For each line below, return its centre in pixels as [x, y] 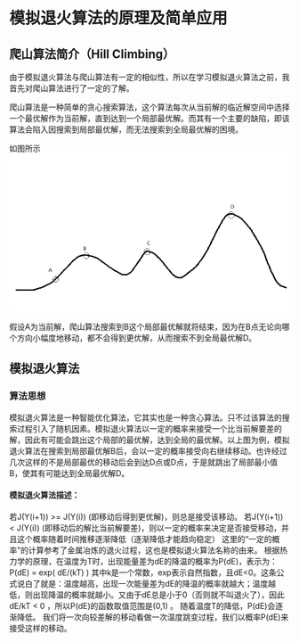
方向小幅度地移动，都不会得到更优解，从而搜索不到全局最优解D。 [137, 338]
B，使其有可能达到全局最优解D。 [69, 473]
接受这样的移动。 [40, 628]
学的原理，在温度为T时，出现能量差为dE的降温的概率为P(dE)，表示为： [147, 561]
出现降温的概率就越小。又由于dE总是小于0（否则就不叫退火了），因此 [158, 595]
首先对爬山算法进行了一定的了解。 [72, 88]
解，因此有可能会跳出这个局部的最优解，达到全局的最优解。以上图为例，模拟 [149, 440]
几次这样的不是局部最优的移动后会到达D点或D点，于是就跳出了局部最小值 [144, 462]
